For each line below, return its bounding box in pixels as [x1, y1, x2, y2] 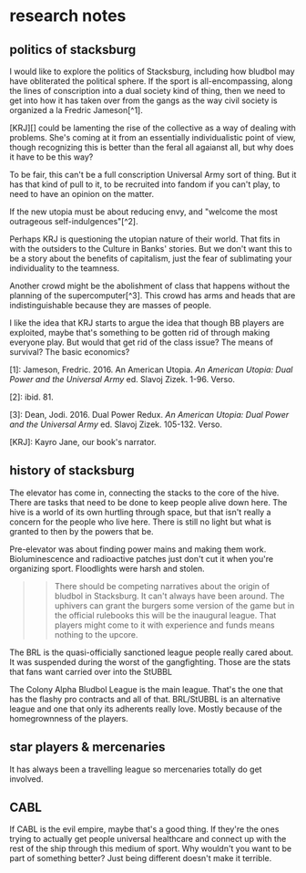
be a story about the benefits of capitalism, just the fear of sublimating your [9, 253, 293, 264]
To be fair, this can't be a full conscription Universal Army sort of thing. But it [9, 170, 297, 180]
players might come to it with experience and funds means [54, 619, 275, 630]
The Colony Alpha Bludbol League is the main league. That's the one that [9, 683, 284, 694]
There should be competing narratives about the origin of [54, 580, 270, 591]
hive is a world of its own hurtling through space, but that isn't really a [9, 506, 271, 517]
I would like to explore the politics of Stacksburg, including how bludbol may [9, 66, 295, 77]
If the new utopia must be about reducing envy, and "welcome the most [9, 206, 278, 217]
